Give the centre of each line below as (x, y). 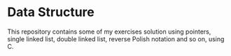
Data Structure (51, 12)
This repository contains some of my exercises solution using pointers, (109, 31)
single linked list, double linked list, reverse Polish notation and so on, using (116, 38)
